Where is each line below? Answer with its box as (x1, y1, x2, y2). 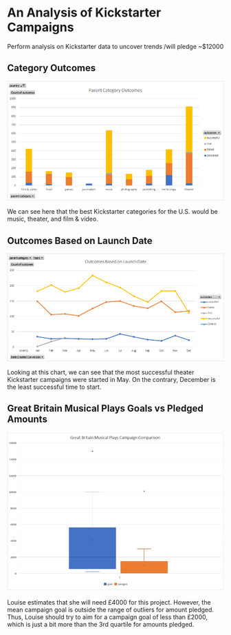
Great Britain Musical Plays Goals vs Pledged (7, 403, 204, 414)
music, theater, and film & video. (7, 215, 98, 223)
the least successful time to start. (7, 383, 102, 391)
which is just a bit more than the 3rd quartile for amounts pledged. (7, 620, 195, 628)
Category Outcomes (7, 62, 96, 74)
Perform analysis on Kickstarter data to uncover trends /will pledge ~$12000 (7, 42, 224, 50)
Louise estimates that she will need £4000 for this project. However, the (7, 598, 211, 606)
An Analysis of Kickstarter (7, 5, 162, 21)
